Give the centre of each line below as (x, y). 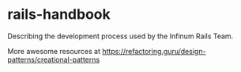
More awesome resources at (54, 51)
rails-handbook (59, 14)
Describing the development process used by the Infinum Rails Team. (120, 36)
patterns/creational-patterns (54, 59)
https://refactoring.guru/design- (154, 51)
